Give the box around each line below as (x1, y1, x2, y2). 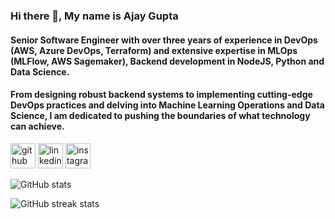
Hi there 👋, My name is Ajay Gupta (10, 9, 179, 23)
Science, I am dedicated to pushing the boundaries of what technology (10, 110, 311, 122)
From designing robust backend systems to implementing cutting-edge (10, 89, 313, 101)
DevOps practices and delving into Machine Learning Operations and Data (10, 99, 325, 111)
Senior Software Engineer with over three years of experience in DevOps (10, 34, 318, 46)
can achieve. (10, 120, 65, 133)
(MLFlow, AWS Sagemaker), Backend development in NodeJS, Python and (10, 55, 325, 67)
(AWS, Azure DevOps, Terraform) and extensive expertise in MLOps (10, 44, 298, 56)
